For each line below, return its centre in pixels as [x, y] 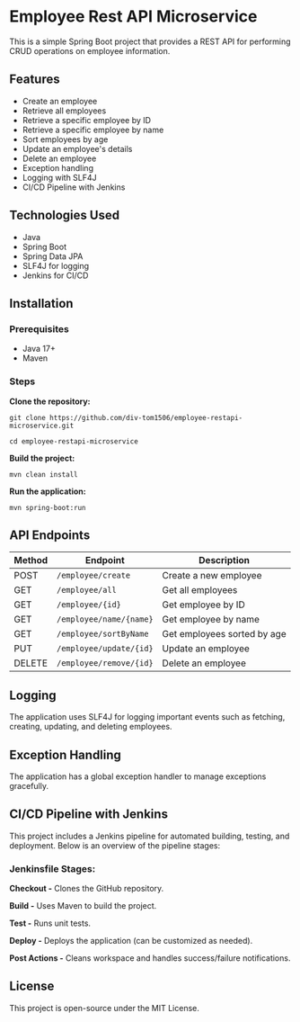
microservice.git [42, 426]
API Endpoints [50, 535]
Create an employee [60, 101]
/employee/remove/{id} [106, 663]
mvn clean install [44, 474]
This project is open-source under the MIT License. [105, 1008]
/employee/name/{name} [106, 619]
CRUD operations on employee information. [90, 50]
